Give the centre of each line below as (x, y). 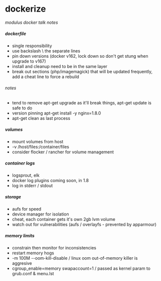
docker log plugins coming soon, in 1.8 (50, 181)
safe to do (22, 108)
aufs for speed (27, 209)
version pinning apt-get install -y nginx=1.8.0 (57, 113)
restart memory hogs (33, 253)
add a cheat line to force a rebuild (45, 77)
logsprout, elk (26, 175)
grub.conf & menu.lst (33, 273)
